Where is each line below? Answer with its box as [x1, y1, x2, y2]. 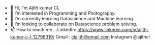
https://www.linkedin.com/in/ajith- [77, 27, 149, 32]
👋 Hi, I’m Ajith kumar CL [10, 5, 60, 11]
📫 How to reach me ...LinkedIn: [10, 27, 77, 32]
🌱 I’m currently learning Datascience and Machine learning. [10, 16, 135, 21]
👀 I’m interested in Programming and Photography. [10, 10, 116, 16]
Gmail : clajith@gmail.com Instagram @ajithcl [55, 34, 150, 40]
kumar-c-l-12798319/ [10, 34, 55, 40]
